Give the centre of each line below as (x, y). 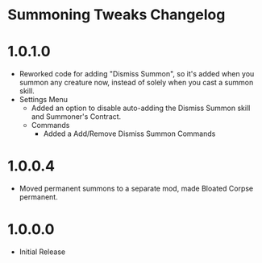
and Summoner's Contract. (76, 117)
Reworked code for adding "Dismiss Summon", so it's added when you (137, 74)
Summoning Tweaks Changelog (116, 15)
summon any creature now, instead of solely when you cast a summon (136, 83)
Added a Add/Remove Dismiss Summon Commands (129, 134)
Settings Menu (44, 100)
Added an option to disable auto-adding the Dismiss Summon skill (141, 108)
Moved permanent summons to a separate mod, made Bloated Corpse (136, 189)
